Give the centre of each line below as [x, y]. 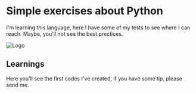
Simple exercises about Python [85, 11]
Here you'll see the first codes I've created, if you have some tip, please [94, 78]
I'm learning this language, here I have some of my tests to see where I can [98, 27]
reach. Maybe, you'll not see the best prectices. [65, 33]
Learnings [25, 64]
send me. [18, 85]
